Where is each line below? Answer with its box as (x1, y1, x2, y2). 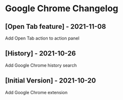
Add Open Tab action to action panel (5, 35, 80, 41)
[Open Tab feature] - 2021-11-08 (5, 22, 106, 31)
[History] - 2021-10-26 (5, 49, 76, 58)
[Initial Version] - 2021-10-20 (5, 77, 96, 85)
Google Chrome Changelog (5, 3, 119, 14)
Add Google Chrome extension (5, 89, 68, 95)
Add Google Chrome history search (5, 62, 77, 68)
